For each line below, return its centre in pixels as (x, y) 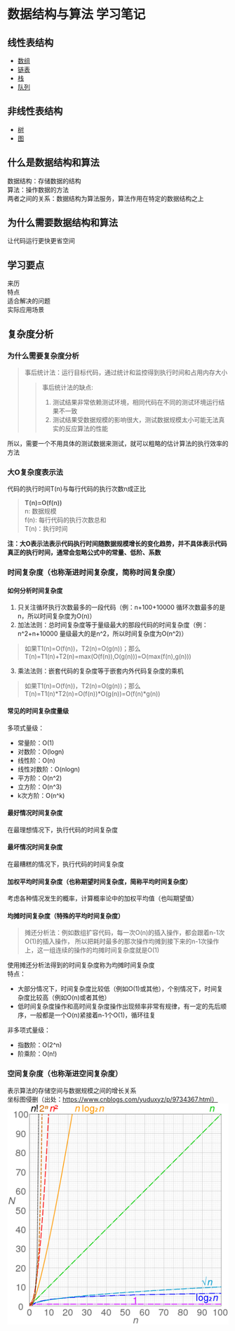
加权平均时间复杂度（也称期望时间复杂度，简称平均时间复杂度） (99, 881)
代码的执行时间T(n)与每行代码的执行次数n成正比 (76, 489)
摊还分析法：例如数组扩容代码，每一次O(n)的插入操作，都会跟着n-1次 (125, 933)
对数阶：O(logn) (41, 752)
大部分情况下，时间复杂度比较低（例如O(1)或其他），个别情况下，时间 (117, 989)
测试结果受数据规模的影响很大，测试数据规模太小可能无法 (135, 419)
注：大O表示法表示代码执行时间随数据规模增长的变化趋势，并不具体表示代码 (117, 544)
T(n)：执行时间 (46, 529)
